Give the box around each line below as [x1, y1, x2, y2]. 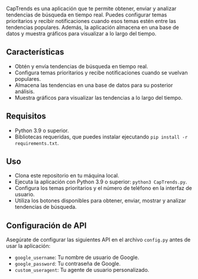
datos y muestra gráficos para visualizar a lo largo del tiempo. [6, 30, 157, 37]
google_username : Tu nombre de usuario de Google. [14, 254, 139, 261]
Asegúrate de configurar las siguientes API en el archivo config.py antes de [6, 236, 191, 244]
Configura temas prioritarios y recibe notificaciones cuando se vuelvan [14, 69, 188, 76]
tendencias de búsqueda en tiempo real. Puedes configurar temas [6, 11, 167, 18]
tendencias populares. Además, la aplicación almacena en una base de [6, 24, 179, 31]
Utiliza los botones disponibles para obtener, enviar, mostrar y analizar [14, 197, 186, 204]
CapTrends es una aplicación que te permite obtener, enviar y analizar [6, 5, 177, 12]
